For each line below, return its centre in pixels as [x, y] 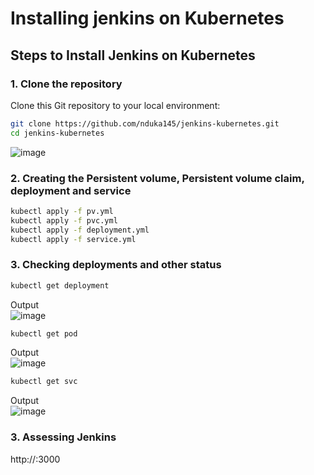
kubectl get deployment [60, 285]
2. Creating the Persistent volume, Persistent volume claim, [157, 178]
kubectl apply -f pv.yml [62, 211]
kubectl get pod [44, 333]
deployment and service [71, 190]
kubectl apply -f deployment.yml [80, 230]
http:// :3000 [35, 459]
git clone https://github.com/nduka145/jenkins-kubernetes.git [145, 123]
